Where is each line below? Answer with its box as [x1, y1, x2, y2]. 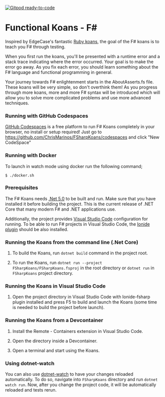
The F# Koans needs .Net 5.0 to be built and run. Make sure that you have [5, 195, 156, 201]
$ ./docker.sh [5, 173, 35, 178]
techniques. [5, 100, 29, 106]
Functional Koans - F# [5, 22, 98, 33]
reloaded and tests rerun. [5, 387, 57, 393]
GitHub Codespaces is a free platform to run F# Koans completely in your [5, 124, 155, 130]
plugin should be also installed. [5, 226, 68, 232]
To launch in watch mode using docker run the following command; [5, 163, 143, 169]
